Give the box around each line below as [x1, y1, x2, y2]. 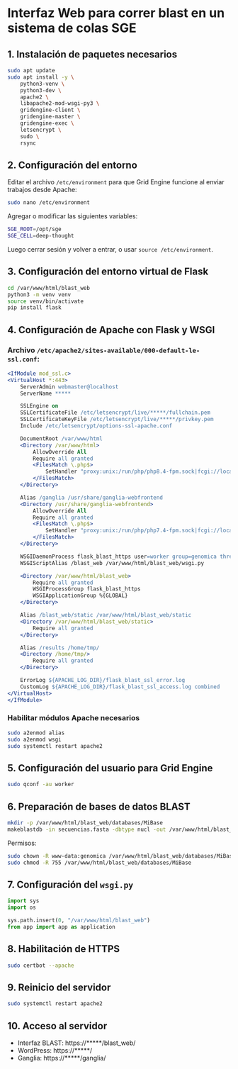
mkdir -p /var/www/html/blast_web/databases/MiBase [7, 819, 163, 827]
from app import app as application [7, 923, 115, 930]
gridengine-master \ [20, 113, 81, 121]
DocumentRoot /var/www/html [20, 435, 103, 442]
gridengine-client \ [20, 106, 81, 114]
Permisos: [7, 839, 37, 847]
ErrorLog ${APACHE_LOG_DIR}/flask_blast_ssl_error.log [20, 677, 186, 684]
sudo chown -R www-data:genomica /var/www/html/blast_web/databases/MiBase [7, 852, 236, 859]
